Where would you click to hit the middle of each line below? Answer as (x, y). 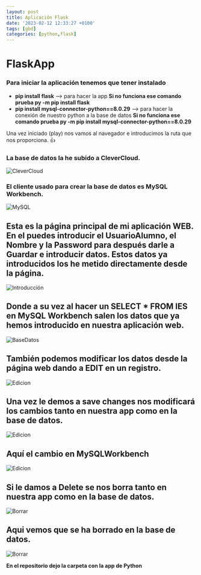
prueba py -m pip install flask (52, 102)
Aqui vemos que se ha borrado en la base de (91, 530)
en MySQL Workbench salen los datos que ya (93, 316)
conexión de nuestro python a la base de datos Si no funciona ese (97, 115)
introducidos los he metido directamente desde (97, 263)
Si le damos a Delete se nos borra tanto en (86, 487)
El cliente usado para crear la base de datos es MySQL (87, 186)
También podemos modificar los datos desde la (97, 359)
